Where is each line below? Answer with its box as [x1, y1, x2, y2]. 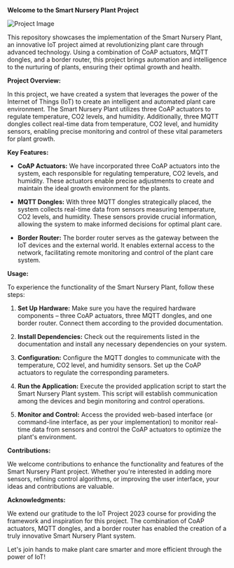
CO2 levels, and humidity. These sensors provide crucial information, [17, 213, 217, 221]
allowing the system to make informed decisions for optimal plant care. [17, 220, 222, 228]
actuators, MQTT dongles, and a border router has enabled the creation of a [7, 525, 227, 532]
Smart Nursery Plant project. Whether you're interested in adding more [7, 467, 212, 476]
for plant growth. [7, 134, 56, 143]
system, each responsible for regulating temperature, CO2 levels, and [17, 169, 219, 177]
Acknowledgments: [7, 496, 66, 504]
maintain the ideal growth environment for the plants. [17, 184, 170, 192]
